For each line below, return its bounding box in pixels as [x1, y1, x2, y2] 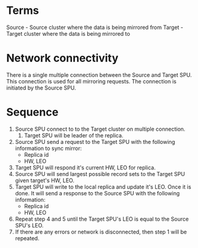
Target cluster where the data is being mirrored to [6, 30, 130, 37]
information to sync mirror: [15, 145, 82, 152]
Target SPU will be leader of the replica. [24, 131, 124, 139]
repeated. [15, 234, 39, 242]
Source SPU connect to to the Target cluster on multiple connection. [15, 125, 186, 132]
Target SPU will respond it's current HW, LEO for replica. [15, 164, 156, 171]
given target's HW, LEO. [15, 177, 74, 184]
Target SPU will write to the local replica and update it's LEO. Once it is [15, 183, 192, 191]
